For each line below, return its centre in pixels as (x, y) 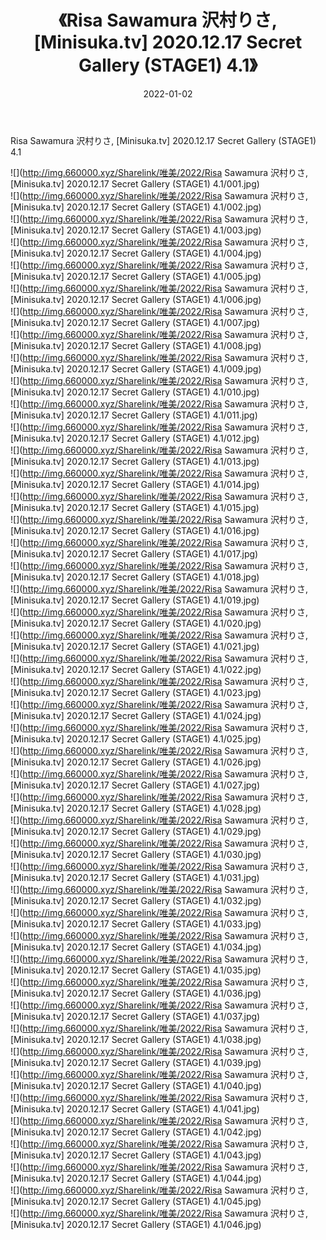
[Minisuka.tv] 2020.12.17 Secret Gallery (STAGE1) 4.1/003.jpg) (136, 230)
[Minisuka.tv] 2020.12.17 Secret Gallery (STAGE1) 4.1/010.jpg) (135, 392)
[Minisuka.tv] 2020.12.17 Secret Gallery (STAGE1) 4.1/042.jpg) (136, 1132)
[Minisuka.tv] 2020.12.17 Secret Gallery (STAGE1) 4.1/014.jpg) (135, 484)
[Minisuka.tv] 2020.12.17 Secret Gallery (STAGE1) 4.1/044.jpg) (136, 1178)
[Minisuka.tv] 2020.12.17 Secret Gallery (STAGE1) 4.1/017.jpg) (134, 553)
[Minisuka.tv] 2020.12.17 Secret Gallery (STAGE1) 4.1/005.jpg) (136, 276)
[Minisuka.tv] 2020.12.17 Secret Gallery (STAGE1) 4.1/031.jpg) (135, 877)
